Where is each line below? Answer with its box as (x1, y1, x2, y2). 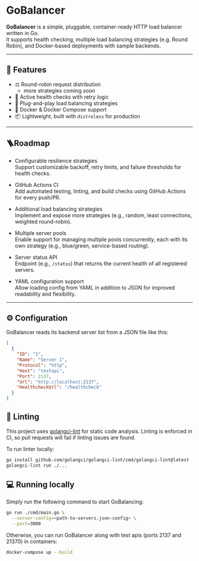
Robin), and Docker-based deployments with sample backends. (6, 42, 161, 49)
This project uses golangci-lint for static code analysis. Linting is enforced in (6, 427, 192, 435)
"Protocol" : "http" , (17, 362, 68, 368)
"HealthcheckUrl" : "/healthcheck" (17, 384, 102, 391)
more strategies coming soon (23, 87, 95, 94)
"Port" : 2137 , (17, 373, 52, 379)
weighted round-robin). (14, 218, 72, 225)
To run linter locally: (6, 445, 54, 452)
